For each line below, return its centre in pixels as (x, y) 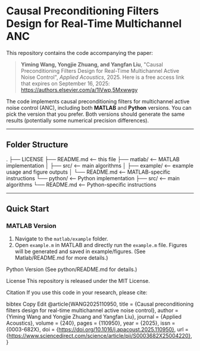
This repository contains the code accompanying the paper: (80, 53)
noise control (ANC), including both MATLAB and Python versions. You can (99, 107)
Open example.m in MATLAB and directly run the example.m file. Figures (101, 245)
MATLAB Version (31, 226)
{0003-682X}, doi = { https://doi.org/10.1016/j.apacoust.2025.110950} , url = (97, 330)
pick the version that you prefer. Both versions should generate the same (96, 114)
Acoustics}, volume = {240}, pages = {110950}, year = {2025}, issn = (91, 323)
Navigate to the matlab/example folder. (61, 239)
